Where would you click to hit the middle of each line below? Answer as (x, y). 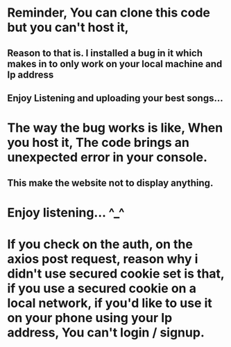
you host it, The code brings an (98, 143)
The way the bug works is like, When (115, 128)
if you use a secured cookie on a (102, 288)
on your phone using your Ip (90, 318)
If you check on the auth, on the (100, 244)
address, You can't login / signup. (106, 332)
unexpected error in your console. (108, 158)
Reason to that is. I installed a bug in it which (105, 53)
